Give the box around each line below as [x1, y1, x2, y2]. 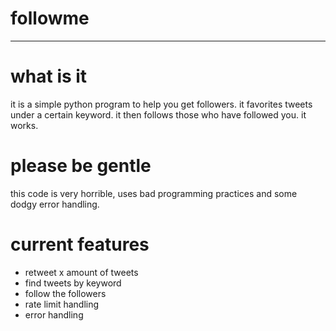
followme [10, 7, 90, 30]
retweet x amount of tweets [24, 266, 139, 278]
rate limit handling [24, 298, 100, 310]
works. [10, 119, 39, 131]
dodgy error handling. [10, 198, 100, 210]
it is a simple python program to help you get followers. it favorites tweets [10, 98, 313, 110]
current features [10, 233, 150, 256]
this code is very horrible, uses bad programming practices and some [10, 187, 298, 199]
